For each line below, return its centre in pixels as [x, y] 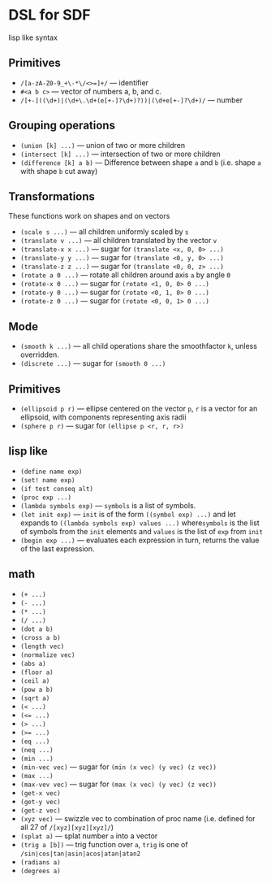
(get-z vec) [40, 811]
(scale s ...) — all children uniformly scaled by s [104, 232]
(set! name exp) [47, 480]
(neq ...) [37, 750]
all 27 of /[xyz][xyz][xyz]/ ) [67, 827]
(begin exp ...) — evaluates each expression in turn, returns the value [140, 540]
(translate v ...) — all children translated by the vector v [118, 241]
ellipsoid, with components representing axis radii [103, 417]
